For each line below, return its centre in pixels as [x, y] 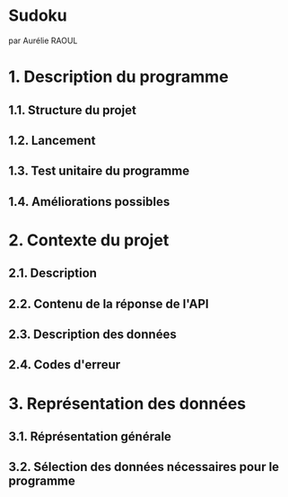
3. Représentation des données [127, 403]
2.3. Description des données [92, 335]
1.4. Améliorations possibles [89, 202]
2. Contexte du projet [89, 240]
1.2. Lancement [52, 140]
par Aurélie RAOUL [43, 40]
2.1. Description [53, 274]
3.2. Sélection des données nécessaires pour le [144, 467]
